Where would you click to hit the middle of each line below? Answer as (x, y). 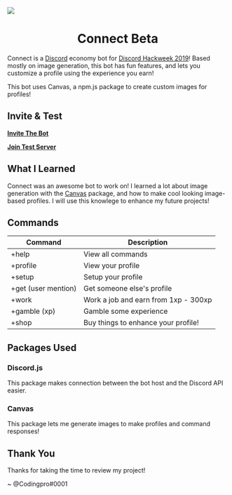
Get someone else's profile (128, 289)
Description (148, 242)
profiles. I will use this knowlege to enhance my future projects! (118, 201)
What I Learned (41, 169)
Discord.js (25, 367)
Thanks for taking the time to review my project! (76, 470)
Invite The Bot (28, 133)
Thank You (31, 453)
